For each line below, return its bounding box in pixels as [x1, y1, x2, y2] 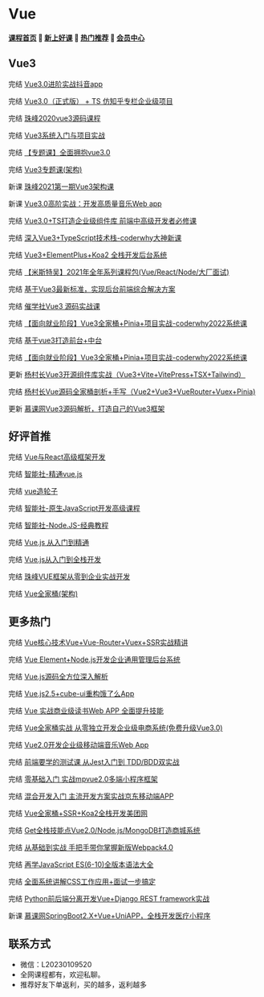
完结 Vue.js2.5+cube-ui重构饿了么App [8, 689, 135, 699]
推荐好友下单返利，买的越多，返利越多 [19, 980, 147, 990]
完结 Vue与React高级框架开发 [8, 452, 106, 462]
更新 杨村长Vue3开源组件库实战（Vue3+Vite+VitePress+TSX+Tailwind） [8, 369, 246, 379]
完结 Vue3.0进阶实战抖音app [8, 79, 103, 88]
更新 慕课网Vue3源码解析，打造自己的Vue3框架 [8, 404, 165, 413]
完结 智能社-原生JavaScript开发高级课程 [8, 503, 140, 513]
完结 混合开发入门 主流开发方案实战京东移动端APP [8, 791, 174, 801]
